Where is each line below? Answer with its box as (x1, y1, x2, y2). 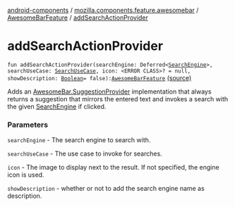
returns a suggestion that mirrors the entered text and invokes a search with (7, 94, 229, 103)
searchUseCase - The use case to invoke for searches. (7, 149, 162, 158)
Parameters (7, 120, 48, 130)
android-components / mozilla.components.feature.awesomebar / (7, 6, 199, 14)
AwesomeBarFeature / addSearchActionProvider (7, 13, 148, 22)
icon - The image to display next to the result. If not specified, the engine (7, 163, 220, 172)
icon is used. (7, 170, 44, 179)
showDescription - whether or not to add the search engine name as (7, 184, 205, 193)
